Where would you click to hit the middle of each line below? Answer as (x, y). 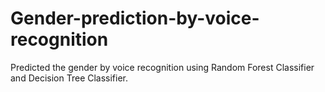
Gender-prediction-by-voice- (135, 18)
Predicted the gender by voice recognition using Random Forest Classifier (162, 67)
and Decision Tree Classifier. (69, 78)
